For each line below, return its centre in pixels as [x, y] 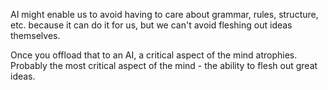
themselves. [35, 35]
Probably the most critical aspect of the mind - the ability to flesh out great [164, 65]
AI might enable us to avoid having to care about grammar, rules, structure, [164, 14]
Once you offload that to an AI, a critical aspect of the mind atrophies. [154, 55]
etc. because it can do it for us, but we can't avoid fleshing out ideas [151, 25]
